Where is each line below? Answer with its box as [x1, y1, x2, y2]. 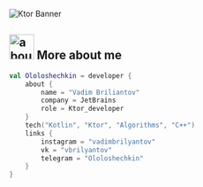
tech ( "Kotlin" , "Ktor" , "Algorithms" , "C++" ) [25, 121, 196, 130]
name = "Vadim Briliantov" [41, 88, 140, 97]
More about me [36, 48, 122, 63]
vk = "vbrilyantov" [41, 145, 113, 154]
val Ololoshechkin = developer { [9, 71, 132, 80]
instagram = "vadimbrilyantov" [41, 137, 156, 146]
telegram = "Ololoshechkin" [41, 153, 144, 163]
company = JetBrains [41, 96, 117, 105]
